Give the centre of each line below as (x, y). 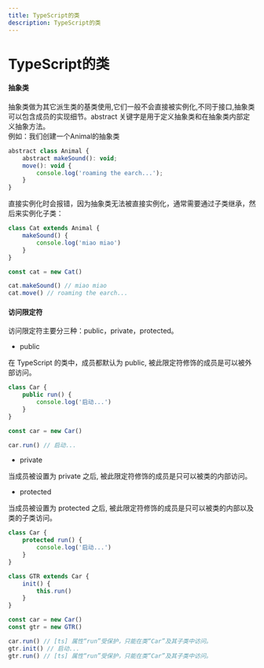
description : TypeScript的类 (55, 23)
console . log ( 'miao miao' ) (79, 243)
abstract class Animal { (49, 151)
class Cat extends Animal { (54, 229)
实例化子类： (42, 214)
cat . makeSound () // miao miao (58, 286)
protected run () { (52, 540)
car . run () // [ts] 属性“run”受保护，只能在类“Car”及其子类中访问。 (110, 641)
